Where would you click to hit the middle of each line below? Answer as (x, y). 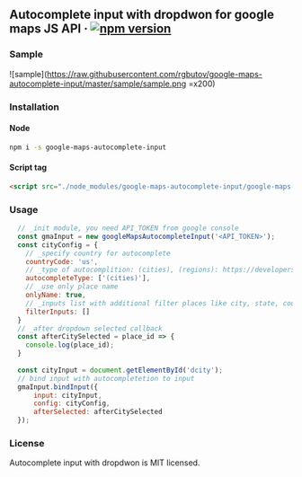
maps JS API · (49, 29)
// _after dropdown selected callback (90, 328)
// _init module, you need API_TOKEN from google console (129, 228)
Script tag (28, 168)
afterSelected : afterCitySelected (98, 412)
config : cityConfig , (71, 403)
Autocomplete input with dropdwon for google (142, 15)
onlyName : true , (56, 296)
